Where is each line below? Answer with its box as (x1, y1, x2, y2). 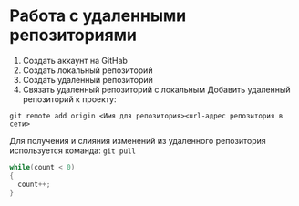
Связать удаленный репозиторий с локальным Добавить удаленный (22, 84, 291, 95)
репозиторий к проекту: (22, 93, 117, 105)
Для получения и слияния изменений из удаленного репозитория (9, 135, 266, 146)
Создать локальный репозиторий (22, 65, 153, 76)
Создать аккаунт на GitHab (22, 55, 128, 66)
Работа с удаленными (9, 5, 187, 26)
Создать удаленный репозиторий (22, 74, 153, 85)
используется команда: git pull (9, 145, 137, 156)
